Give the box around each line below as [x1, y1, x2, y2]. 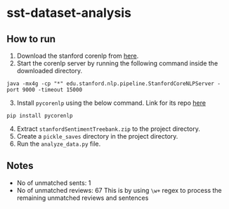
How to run [6, 33, 56, 45]
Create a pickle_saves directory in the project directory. [16, 132, 178, 140]
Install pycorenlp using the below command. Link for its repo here [16, 99, 207, 107]
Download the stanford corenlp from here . [16, 51, 139, 60]
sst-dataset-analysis [6, 5, 131, 21]
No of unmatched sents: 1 [16, 178, 91, 187]
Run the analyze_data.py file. [16, 139, 101, 148]
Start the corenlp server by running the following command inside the [16, 59, 218, 68]
